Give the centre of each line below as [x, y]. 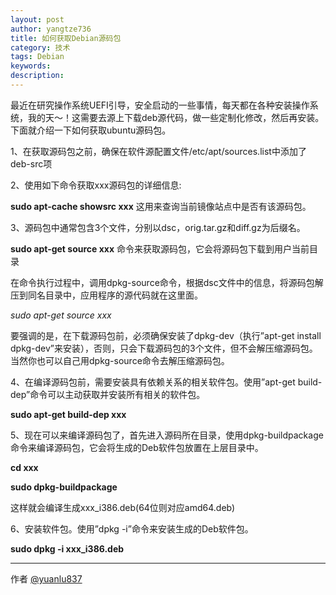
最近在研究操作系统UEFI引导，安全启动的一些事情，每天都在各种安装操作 [160, 105]
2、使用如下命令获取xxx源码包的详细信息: [96, 185]
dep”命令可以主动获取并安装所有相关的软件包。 [108, 394]
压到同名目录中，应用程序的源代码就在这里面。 [106, 295]
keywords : [31, 66]
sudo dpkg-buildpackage [64, 487]
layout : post [37, 19]
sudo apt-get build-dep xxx [68, 414]
